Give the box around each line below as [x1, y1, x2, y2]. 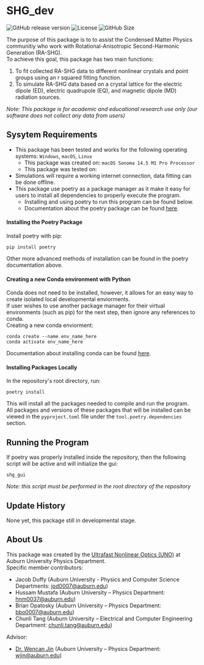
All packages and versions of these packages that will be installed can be [6, 406, 191, 414]
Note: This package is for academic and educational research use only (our [6, 105, 198, 112]
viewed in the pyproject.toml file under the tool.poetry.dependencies [6, 413, 182, 420]
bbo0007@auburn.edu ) [15, 608, 75, 615]
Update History [6, 501, 66, 511]
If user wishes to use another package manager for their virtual [6, 302, 166, 310]
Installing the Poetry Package [6, 218, 82, 226]
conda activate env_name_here [6, 339, 84, 345]
